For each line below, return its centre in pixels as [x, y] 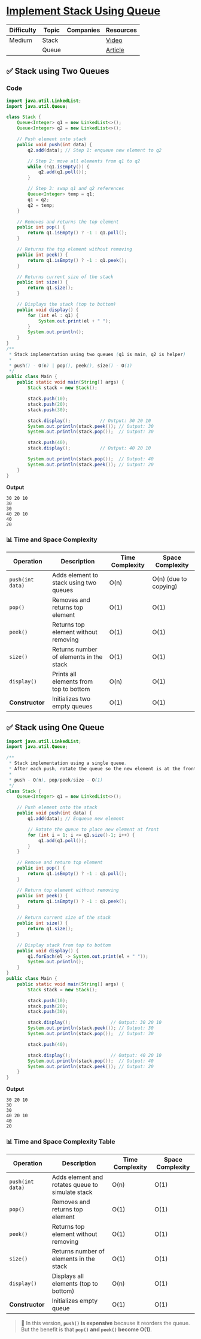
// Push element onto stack [52, 139]
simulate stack [72, 1192]
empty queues [72, 706]
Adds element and [77, 1177]
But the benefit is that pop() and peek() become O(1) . [86, 1329]
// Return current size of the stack [64, 918]
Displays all [68, 1276]
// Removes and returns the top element [68, 222]
